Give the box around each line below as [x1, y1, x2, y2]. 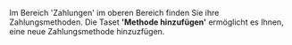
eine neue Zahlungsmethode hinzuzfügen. [9, 26, 165, 36]
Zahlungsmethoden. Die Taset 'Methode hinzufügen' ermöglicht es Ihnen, [9, 17, 284, 27]
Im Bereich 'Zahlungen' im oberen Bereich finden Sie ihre [9, 8, 220, 18]
